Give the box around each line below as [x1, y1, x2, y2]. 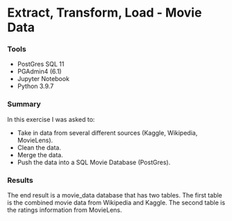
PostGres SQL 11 [17, 60, 65, 69]
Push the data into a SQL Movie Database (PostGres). [17, 158, 171, 166]
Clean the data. [17, 143, 61, 152]
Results [7, 175, 33, 185]
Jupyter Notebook [17, 75, 69, 83]
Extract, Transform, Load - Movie [7, 5, 202, 21]
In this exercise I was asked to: [7, 115, 95, 123]
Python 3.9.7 [17, 82, 54, 91]
